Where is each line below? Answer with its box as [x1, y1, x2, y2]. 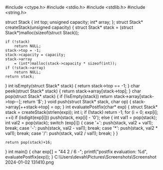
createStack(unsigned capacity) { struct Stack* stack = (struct [5, 24, 134, 30]
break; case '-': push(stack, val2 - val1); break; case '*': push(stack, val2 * [5, 125, 158, 131]
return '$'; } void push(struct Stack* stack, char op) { [22, 99, 132, 104]
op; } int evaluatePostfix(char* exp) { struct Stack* [54, 104, 158, 110]
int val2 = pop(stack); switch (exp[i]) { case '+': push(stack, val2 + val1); [5, 120, 153, 126]
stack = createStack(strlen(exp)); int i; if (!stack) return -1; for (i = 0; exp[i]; [5, 109, 159, 115]
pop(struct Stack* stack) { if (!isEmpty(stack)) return [5, 93, 113, 99]
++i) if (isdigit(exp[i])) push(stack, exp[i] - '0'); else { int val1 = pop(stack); [5, 114, 157, 120]
